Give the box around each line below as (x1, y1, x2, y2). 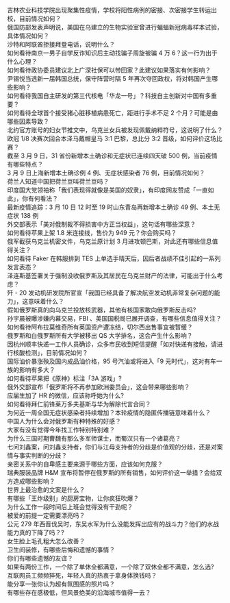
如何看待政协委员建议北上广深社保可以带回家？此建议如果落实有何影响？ (7, 66, 211, 74)
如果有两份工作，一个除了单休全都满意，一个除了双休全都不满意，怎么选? (7, 563, 214, 571)
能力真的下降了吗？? (7, 528, 65, 537)
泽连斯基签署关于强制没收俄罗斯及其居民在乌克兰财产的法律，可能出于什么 (7, 271, 217, 280)
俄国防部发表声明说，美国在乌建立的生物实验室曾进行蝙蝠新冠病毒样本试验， (7, 23, 223, 31)
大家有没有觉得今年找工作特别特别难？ (7, 426, 115, 434)
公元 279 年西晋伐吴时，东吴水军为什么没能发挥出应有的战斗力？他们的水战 (7, 520, 219, 528)
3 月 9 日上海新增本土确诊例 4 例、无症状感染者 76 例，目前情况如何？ (7, 169, 205, 177)
